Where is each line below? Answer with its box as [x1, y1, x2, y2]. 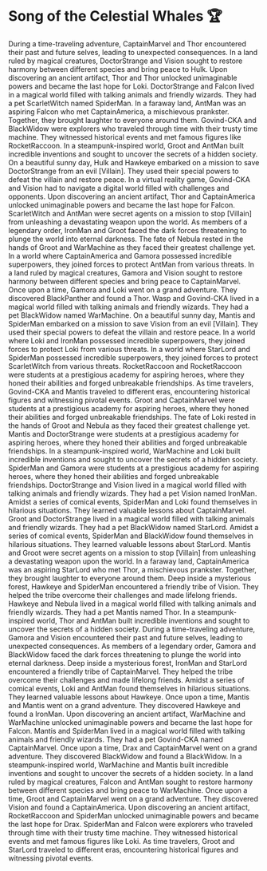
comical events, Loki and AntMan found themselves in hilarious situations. [8, 683, 251, 693]
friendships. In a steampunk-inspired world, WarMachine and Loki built [8, 445, 241, 456]
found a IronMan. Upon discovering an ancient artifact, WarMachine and [8, 709, 245, 719]
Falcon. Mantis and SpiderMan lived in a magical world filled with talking [8, 726, 245, 735]
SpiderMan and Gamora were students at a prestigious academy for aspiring [8, 463, 260, 473]
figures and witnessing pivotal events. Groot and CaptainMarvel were [8, 395, 235, 405]
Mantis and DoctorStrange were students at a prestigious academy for [8, 429, 239, 438]
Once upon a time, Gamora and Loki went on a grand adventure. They [8, 285, 238, 295]
